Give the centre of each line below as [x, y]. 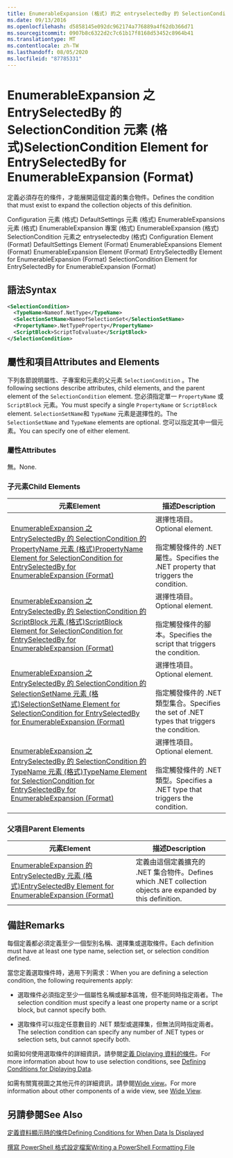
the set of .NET [180, 713]
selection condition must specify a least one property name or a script [118, 1003]
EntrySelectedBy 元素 [46, 876]
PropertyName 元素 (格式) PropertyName [77, 549]
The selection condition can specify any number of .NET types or [111, 1032]
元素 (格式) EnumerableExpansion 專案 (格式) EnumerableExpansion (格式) [113, 228]
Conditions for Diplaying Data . [50, 1069]
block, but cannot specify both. [62, 1010]
